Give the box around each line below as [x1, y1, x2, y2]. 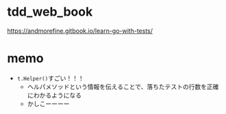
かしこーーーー [27, 100, 70, 108]
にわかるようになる [27, 91, 82, 99]
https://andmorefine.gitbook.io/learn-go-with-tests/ [7, 27, 153, 35]
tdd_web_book [7, 4, 93, 20]
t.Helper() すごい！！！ [16, 74, 84, 82]
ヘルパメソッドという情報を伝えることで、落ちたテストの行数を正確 [27, 83, 219, 91]
